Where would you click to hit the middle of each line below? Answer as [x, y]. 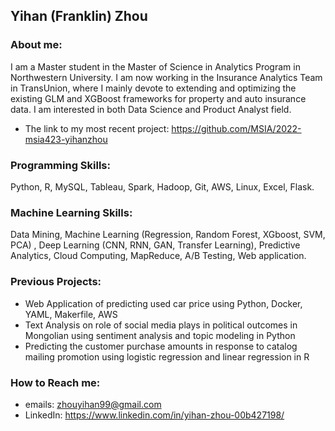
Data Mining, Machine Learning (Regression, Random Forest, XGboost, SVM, [168, 235]
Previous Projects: [56, 282]
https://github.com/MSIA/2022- [236, 128]
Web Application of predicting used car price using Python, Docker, [163, 303]
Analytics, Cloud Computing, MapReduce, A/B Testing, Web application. [158, 256]
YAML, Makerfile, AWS [71, 314]
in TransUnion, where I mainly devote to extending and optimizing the [153, 88]
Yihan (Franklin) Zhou [79, 16]
